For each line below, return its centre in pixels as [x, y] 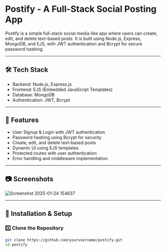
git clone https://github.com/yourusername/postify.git [64, 240]
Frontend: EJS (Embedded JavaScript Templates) [62, 89]
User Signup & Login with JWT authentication [59, 132]
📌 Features [22, 120]
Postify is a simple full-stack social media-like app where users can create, [82, 33]
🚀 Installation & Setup [39, 213]
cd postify [16, 245]
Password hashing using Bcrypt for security [57, 137]
